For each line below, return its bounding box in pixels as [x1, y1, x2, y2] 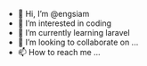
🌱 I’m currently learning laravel [17, 28, 131, 37]
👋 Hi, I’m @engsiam [17, 9, 90, 19]
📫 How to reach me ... [17, 47, 101, 57]
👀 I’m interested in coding [17, 18, 112, 29]
